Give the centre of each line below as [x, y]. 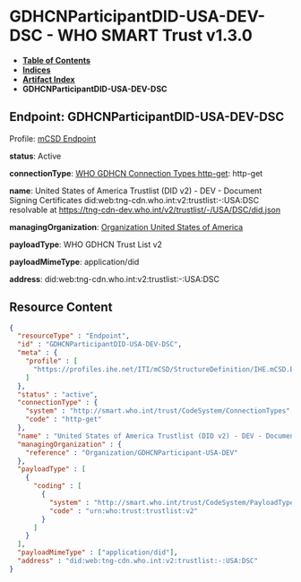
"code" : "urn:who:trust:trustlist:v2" [124, 511]
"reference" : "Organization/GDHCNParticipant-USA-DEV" [132, 453]
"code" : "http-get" [64, 419]
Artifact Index [48, 79]
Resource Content [61, 308]
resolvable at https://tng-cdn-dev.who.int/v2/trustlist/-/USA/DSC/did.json [145, 210]
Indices [36, 70]
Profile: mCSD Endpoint [53, 138]
